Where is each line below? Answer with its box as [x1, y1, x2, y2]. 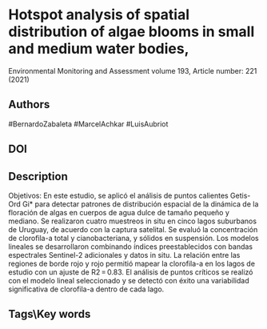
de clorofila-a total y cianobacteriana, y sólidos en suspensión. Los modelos [8, 233, 260, 243]
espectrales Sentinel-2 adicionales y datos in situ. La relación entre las [8, 250, 241, 259]
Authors [8, 98, 50, 111]
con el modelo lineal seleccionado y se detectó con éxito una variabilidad [8, 275, 249, 285]
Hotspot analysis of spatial [8, 6, 190, 24]
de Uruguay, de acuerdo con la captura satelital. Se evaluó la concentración [8, 224, 258, 234]
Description [8, 170, 68, 183]
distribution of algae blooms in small [8, 22, 255, 41]
